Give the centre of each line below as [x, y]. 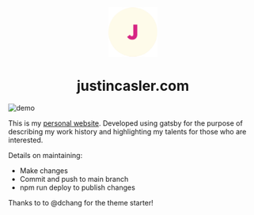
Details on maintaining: [45, 155]
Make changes [44, 170]
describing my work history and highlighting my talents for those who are [127, 131]
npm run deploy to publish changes [78, 187]
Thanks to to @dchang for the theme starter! [81, 202]
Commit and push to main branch [74, 179]
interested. [26, 140]
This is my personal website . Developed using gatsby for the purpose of [125, 123]
